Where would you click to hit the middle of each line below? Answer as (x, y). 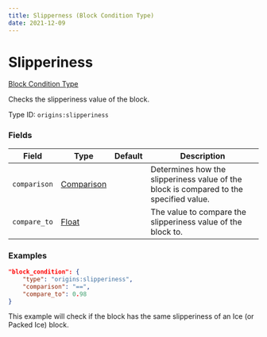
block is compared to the (197, 189)
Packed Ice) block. (39, 325)
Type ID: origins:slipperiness (58, 115)
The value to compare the (198, 212)
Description (203, 155)
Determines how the (188, 169)
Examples (28, 255)
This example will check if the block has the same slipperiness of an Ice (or (131, 316)
